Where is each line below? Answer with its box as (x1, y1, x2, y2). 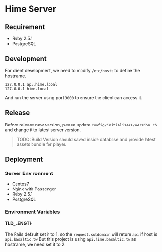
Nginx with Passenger (12, 186, 56, 192)
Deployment (5, 156, 43, 164)
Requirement (5, 23, 45, 31)
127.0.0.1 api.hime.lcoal (5, 82, 57, 87)
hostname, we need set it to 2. (5, 241, 65, 248)
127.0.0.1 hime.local (5, 86, 49, 91)
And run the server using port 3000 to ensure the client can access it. (5, 94, 143, 100)
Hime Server (5, 3, 57, 15)
